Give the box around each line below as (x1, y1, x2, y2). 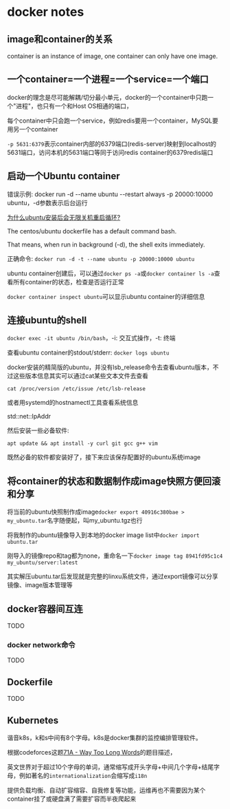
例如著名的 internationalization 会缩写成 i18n (19, 771, 148, 779)
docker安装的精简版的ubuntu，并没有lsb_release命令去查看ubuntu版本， (7, 363, 213, 372)
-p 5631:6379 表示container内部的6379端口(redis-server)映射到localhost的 (7, 139, 217, 148)
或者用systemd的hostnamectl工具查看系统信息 (7, 399, 139, 407)
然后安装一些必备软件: (7, 426, 70, 434)
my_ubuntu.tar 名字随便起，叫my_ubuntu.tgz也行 (7, 516, 143, 525)
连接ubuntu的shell (7, 315, 87, 326)
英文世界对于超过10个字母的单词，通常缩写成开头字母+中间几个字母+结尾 (7, 762, 214, 771)
